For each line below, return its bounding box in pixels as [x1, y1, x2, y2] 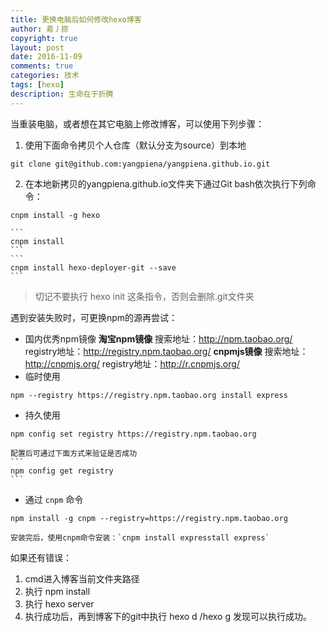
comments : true [10, 61, 74, 71]
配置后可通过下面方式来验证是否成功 [10, 448, 138, 458]
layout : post [10, 42, 65, 53]
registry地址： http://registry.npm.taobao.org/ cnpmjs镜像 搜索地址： [24, 345, 309, 357]
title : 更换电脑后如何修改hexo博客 [10, 14, 142, 25]
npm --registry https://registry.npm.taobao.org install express [10, 390, 288, 400]
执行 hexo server [24, 597, 95, 610]
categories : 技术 [10, 71, 80, 81]
